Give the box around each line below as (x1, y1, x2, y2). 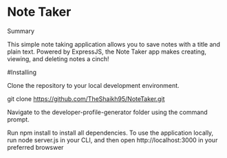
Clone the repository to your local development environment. (7, 81, 180, 89)
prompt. (7, 115, 30, 124)
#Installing (7, 68, 36, 76)
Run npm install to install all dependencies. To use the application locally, (7, 128, 214, 137)
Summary (7, 27, 35, 35)
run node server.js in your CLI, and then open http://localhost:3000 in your (7, 135, 218, 144)
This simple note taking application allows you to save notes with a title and (7, 40, 221, 48)
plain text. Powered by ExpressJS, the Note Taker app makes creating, (7, 47, 206, 56)
